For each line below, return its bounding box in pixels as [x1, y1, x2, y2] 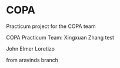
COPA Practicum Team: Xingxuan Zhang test [6, 34, 115, 41]
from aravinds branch [6, 56, 59, 63]
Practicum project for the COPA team [6, 23, 96, 30]
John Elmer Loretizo [6, 45, 55, 52]
